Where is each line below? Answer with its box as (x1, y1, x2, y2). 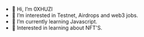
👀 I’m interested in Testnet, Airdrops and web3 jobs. (11, 12, 138, 19)
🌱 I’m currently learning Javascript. (11, 18, 98, 25)
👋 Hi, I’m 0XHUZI (11, 6, 53, 12)
